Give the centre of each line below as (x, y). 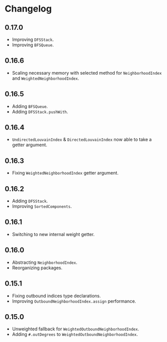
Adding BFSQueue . (30, 106)
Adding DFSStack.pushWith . (40, 111)
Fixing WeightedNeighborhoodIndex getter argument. (65, 173)
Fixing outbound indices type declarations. (57, 296)
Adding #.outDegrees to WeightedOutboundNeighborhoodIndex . (75, 334)
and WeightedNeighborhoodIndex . (45, 78)
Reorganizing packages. (37, 267)
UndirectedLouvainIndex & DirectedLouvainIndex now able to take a (82, 140)
